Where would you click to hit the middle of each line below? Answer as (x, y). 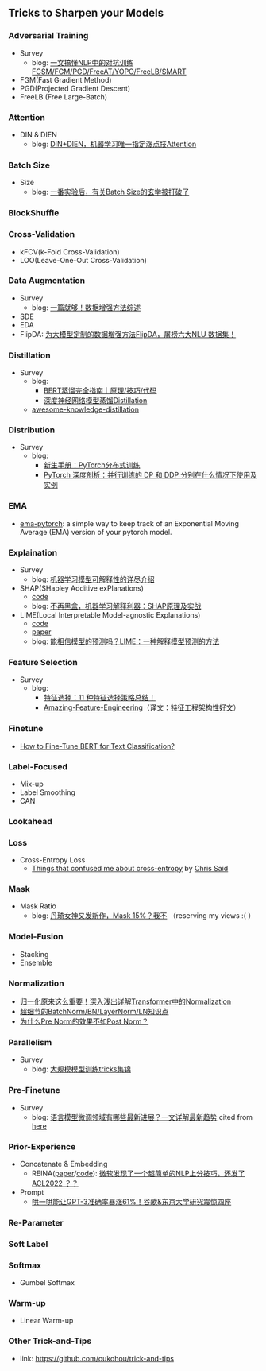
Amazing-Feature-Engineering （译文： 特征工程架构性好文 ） (142, 707)
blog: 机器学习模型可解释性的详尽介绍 (93, 579)
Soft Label (28, 1244)
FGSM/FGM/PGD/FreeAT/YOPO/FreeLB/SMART (109, 72)
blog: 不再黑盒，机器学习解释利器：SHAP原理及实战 (116, 606)
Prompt (32, 1192)
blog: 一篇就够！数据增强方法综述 (86, 307)
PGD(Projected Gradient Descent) (75, 88)
